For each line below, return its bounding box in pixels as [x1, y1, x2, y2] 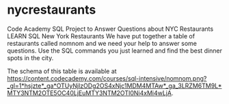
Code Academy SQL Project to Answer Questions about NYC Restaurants [7, 25, 214, 33]
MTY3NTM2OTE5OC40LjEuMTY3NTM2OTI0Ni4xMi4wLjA [7, 88, 172, 97]
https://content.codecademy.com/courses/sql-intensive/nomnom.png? [7, 74, 207, 82]
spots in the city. [7, 53, 54, 62]
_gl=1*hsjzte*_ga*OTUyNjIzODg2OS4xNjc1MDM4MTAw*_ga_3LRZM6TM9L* [7, 81, 222, 90]
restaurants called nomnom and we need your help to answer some [7, 39, 197, 47]
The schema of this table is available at [7, 67, 118, 75]
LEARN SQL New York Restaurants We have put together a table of [7, 31, 196, 40]
